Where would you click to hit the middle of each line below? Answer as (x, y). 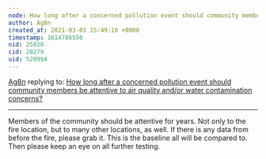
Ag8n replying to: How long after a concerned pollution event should (120, 81)
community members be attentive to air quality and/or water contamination (130, 90)
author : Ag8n (30, 23)
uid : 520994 (28, 60)
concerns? (26, 98)
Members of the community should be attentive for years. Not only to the (127, 121)
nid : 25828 (26, 45)
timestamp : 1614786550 (46, 37)
